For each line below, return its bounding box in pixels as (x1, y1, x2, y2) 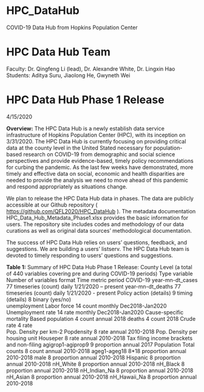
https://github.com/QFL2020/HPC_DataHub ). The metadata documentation (6, 207, 196, 215)
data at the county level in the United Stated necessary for (6, 144, 152, 151)
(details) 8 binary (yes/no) (6, 295, 72, 303)
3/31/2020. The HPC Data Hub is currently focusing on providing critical (6, 137, 186, 145)
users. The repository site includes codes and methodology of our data (6, 220, 184, 228)
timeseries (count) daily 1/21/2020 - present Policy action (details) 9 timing (6, 289, 193, 297)
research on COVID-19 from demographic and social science (23, 150, 175, 158)
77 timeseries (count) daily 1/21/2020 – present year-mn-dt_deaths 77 (6, 283, 181, 290)
